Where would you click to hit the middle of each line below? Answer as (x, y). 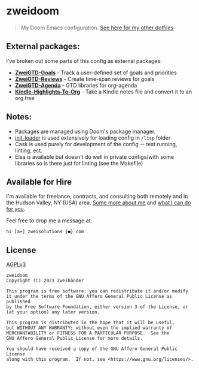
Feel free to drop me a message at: (49, 221)
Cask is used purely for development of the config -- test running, (96, 144)
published (19, 302)
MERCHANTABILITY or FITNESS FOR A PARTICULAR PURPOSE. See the (88, 333)
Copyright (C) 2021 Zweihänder (45, 281)
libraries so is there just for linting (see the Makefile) (79, 163)
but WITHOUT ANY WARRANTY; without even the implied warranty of (89, 328)
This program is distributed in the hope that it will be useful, (91, 323)
